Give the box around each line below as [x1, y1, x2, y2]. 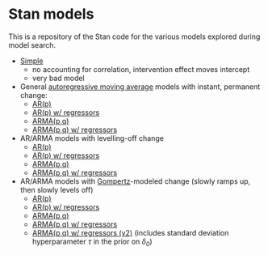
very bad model [31, 73, 85, 83]
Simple [19, 56, 44, 66]
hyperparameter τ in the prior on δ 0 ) [31, 236, 153, 248]
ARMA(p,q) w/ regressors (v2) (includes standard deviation [31, 227, 229, 237]
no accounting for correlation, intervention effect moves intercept [31, 64, 250, 74]
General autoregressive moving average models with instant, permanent [19, 82, 261, 91]
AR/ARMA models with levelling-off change [19, 133, 164, 142]
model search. [8, 40, 57, 49]
